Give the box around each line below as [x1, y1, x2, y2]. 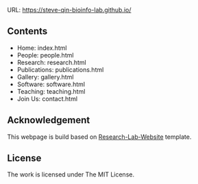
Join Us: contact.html [16, 94, 77, 103]
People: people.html [16, 51, 74, 59]
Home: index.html [16, 44, 67, 52]
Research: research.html [16, 58, 87, 66]
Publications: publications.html [16, 65, 104, 74]
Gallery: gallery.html [16, 73, 74, 81]
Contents [7, 25, 48, 37]
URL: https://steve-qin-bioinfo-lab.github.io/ [7, 6, 132, 14]
